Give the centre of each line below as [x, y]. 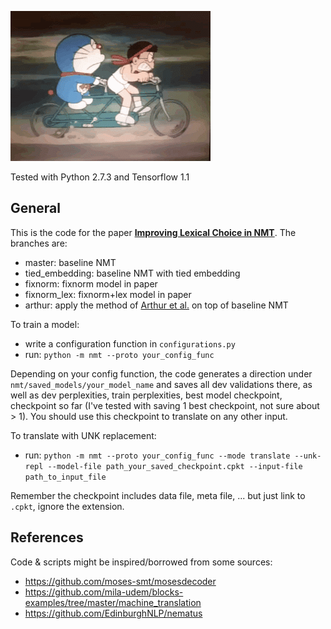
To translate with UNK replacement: [83, 435]
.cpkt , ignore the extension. [67, 506]
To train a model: [45, 324]
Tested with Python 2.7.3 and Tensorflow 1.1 [100, 177]
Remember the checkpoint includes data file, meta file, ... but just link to [158, 495]
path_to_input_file [65, 477]
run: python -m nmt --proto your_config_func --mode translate [157, 455]
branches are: [39, 243]
